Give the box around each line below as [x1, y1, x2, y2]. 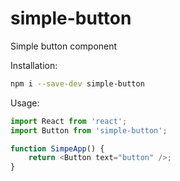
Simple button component [10, 40, 118, 52]
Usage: [10, 97, 40, 109]
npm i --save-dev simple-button [10, 78, 145, 89]
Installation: [10, 59, 58, 71]
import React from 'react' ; [10, 116, 128, 126]
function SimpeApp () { [10, 143, 105, 154]
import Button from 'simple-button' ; [10, 125, 168, 136]
